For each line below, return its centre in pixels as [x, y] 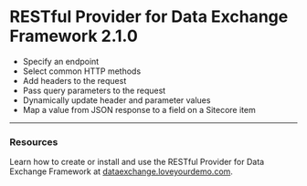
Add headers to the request [74, 80]
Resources [34, 141]
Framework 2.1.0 [74, 36]
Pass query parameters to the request [94, 90]
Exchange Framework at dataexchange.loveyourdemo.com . [121, 171]
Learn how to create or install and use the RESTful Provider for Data [137, 162]
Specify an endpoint [61, 61]
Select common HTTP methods [82, 71]
